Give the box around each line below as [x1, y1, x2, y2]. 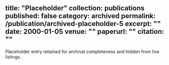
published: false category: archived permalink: [5, 12, 156, 20]
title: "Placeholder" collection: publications [5, 4, 145, 12]
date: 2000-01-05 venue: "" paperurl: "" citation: [5, 27, 164, 36]
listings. [5, 53, 22, 59]
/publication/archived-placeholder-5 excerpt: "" [5, 19, 161, 28]
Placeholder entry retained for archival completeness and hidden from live [5, 48, 160, 54]
